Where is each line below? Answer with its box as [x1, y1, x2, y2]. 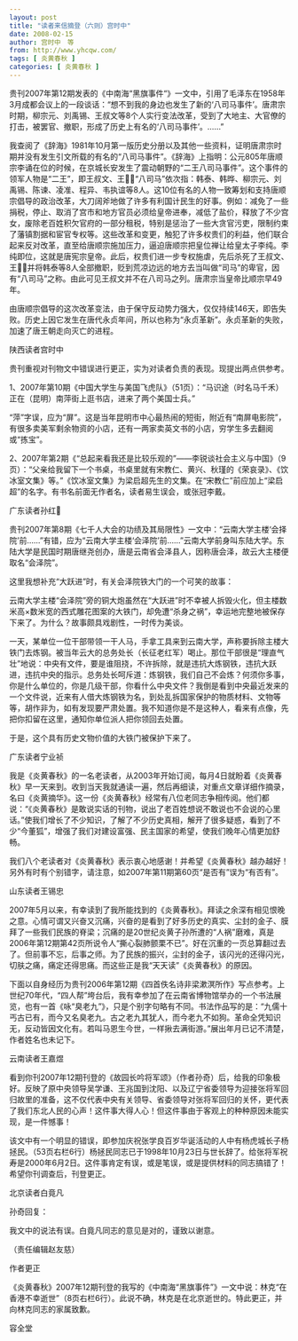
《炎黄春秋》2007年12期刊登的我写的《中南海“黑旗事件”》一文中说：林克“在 [9, 1282, 287, 1292]
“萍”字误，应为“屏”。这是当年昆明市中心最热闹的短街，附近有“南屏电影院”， [9, 412, 286, 422]
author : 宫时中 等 [9, 37, 74, 47]
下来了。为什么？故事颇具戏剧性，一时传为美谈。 [9, 617, 188, 627]
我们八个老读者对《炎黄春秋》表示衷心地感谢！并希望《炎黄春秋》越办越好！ [9, 856, 289, 866]
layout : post [9, 12, 58, 22]
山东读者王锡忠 [9, 885, 64, 896]
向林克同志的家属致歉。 [9, 1304, 95, 1314]
